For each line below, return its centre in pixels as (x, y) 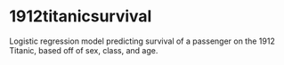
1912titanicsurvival (81, 16)
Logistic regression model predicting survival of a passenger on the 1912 (142, 41)
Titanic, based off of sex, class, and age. (84, 50)
